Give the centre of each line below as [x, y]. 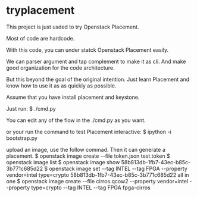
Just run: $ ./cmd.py [31, 108]
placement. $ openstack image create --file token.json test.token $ [88, 156]
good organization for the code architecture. [60, 68]
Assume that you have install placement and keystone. [73, 97]
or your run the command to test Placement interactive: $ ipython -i [89, 132]
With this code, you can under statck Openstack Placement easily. [87, 50]
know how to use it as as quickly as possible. [61, 85]
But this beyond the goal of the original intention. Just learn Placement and [98, 79]
